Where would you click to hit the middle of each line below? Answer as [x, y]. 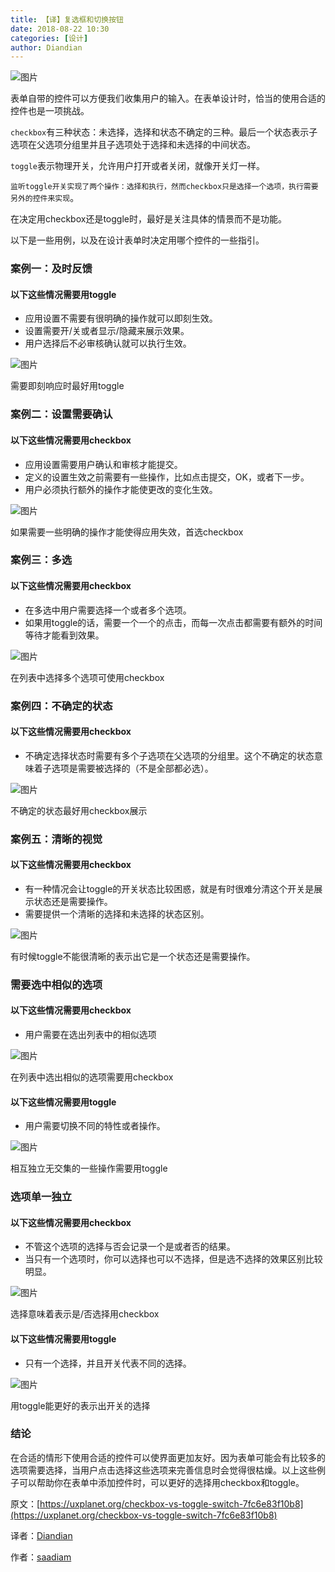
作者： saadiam [41, 1557]
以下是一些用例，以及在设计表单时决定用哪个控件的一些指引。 [137, 240]
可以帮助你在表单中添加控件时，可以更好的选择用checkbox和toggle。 [161, 1482]
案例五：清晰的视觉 [56, 839]
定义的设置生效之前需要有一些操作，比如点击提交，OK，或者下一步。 [167, 477]
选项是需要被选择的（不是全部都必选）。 [132, 768]
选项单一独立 [41, 1197]
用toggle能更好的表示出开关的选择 [80, 1405]
